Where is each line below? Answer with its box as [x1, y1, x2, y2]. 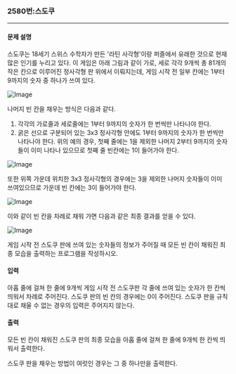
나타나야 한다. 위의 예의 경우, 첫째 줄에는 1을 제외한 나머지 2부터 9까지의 [17, 137, 215, 146]
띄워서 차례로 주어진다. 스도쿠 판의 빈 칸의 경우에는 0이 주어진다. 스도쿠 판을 [7, 292, 216, 300]
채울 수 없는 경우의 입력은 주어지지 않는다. [20, 301, 135, 309]
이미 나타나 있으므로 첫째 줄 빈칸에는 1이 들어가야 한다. [30, 146, 179, 154]
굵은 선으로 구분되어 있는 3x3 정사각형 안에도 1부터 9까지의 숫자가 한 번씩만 [17, 128, 224, 136]
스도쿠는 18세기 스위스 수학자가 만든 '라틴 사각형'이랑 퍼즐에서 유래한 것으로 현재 [7, 49, 228, 58]
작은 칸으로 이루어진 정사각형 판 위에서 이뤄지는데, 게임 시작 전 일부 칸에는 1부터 [7, 67, 225, 75]
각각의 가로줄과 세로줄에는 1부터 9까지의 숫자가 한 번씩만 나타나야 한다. [17, 120, 212, 128]
